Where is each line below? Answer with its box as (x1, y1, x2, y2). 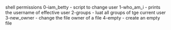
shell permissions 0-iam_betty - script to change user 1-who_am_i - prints (5, 4, 161, 10)
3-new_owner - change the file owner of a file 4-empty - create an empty (5, 15, 160, 20)
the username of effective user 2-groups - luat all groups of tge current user (5, 9, 166, 15)
